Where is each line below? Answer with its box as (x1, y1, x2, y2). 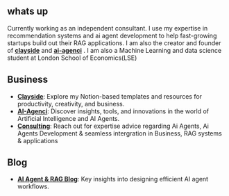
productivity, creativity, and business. (17, 99, 125, 108)
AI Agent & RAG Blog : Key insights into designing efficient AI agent (17, 175, 209, 183)
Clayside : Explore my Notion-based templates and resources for (17, 92, 203, 100)
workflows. (17, 182, 50, 190)
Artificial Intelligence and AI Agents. (17, 114, 120, 122)
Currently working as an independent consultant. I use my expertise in (7, 24, 208, 32)
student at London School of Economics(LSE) (7, 54, 137, 62)
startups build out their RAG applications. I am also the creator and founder (7, 38, 221, 47)
